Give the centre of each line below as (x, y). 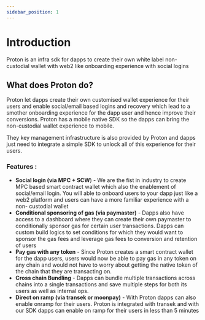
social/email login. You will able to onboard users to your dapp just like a (106, 193)
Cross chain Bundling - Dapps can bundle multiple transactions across (105, 278)
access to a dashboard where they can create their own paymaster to (103, 219)
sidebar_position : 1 (33, 12)
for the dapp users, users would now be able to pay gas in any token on (106, 258)
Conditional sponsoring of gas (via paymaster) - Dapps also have (99, 213)
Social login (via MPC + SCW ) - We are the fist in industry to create (101, 180)
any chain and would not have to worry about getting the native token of (106, 265)
